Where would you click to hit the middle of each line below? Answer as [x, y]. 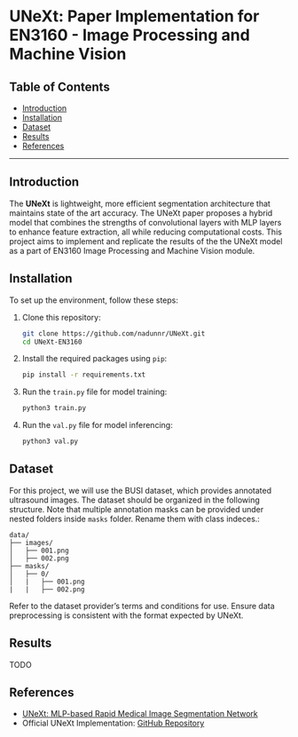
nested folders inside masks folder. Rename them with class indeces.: [134, 519]
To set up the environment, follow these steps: [94, 300]
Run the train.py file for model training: [94, 392]
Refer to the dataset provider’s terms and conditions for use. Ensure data [142, 606]
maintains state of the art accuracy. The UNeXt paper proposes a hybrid [141, 213]
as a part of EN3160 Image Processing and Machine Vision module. [132, 250]
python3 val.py [50, 441]
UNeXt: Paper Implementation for [134, 16]
